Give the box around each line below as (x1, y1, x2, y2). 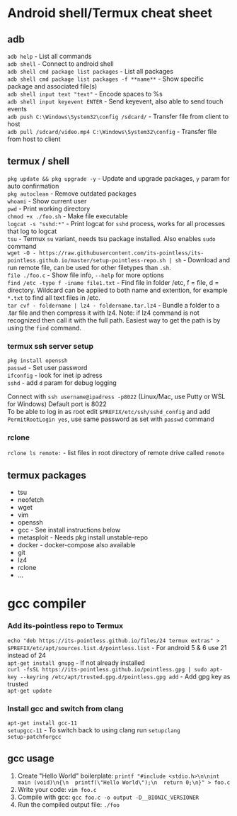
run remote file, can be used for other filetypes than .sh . (7, 263, 171, 272)
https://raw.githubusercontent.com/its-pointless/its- (38, 250, 204, 257)
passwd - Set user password (7, 364, 88, 372)
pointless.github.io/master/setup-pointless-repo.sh (7, 257, 166, 264)
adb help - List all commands (7, 52, 92, 60)
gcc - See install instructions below (17, 526, 121, 535)
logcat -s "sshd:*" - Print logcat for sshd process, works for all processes (7, 219, 226, 228)
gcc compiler (7, 596, 86, 612)
